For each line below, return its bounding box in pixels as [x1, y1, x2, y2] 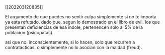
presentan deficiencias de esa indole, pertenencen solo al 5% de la [5, 24, 143, 30]
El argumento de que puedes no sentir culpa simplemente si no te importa [5, 14, 157, 19]
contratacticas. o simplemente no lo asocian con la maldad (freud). [5, 45, 143, 50]
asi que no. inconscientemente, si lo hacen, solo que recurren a [5, 39, 135, 45]
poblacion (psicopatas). [5, 30, 54, 35]
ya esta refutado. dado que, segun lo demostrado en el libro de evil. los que [5, 19, 160, 25]
